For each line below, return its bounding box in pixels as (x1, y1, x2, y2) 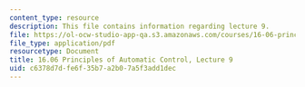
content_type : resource (9, 13, 100, 23)
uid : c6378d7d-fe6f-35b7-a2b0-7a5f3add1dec (9, 64, 177, 73)
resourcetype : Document (9, 47, 100, 56)
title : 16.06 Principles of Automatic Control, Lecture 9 (9, 55, 233, 64)
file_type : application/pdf (9, 38, 116, 48)
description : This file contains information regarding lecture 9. (9, 22, 271, 31)
